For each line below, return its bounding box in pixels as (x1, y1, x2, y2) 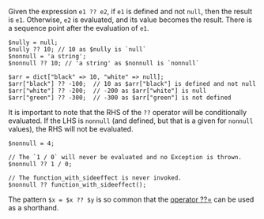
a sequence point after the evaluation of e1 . (8, 24, 149, 32)
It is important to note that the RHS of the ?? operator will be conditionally (8, 108, 247, 117)
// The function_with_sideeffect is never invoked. (8, 174, 182, 182)
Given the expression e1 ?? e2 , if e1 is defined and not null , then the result (8, 7, 253, 16)
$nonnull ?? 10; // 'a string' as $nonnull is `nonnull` (8, 59, 200, 67)
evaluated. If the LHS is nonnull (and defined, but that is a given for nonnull (8, 116, 254, 125)
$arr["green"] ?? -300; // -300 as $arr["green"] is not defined (8, 94, 232, 102)
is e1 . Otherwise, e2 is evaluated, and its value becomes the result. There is (8, 15, 253, 24)
